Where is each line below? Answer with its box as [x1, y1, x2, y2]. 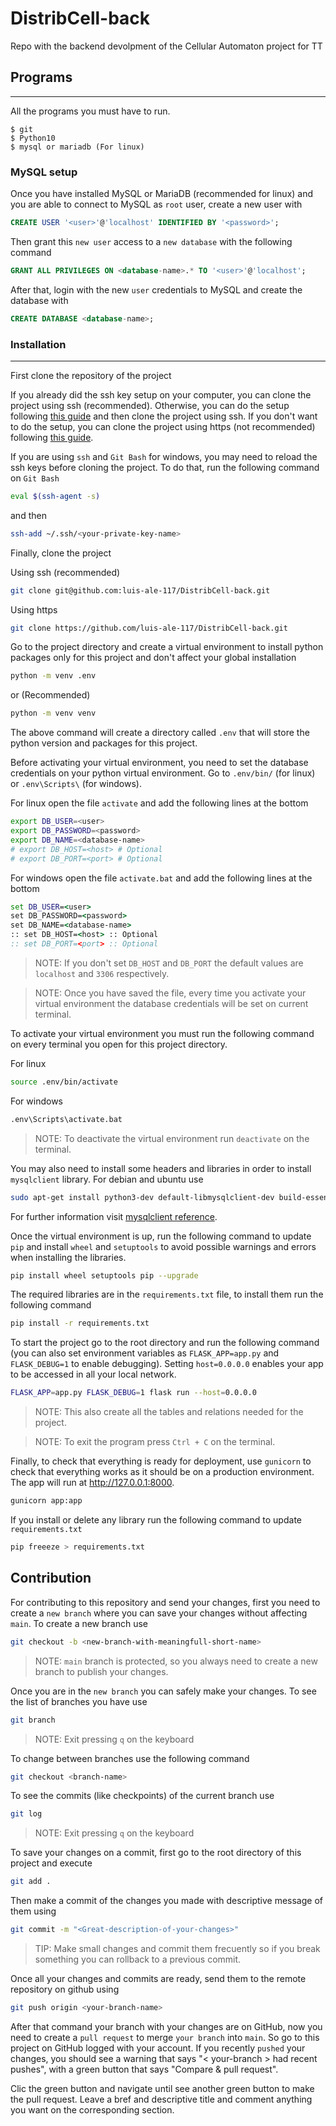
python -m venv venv [10, 708, 97, 719]
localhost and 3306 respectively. [34, 967, 170, 979]
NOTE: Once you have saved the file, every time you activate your [34, 987, 307, 999]
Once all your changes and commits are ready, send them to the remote [10, 1973, 307, 1985]
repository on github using [10, 1983, 120, 1996]
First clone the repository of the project [10, 369, 172, 381]
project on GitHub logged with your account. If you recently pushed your [10, 2042, 306, 2054]
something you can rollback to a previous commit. [34, 1953, 242, 1966]
